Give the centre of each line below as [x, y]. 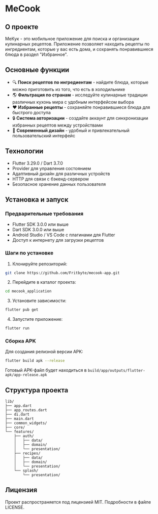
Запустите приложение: [37, 319]
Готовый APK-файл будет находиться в [46, 370]
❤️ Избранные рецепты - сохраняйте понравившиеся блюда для [81, 107]
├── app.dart [18, 406]
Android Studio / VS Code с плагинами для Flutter [64, 235]
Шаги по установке [29, 253]
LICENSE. [15, 507]
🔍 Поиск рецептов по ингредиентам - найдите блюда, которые [80, 82]
